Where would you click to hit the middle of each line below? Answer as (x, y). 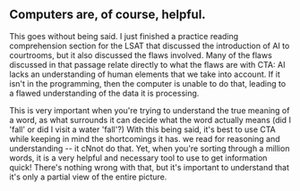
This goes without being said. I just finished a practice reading (124, 36)
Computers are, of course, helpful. (107, 15)
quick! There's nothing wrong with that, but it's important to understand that (149, 167)
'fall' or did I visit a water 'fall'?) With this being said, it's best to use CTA (142, 129)
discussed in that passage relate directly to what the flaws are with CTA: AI (147, 64)
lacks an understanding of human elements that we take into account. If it (145, 74)
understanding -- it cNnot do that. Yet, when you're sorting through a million (150, 148)
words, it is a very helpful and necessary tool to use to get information (138, 158)
